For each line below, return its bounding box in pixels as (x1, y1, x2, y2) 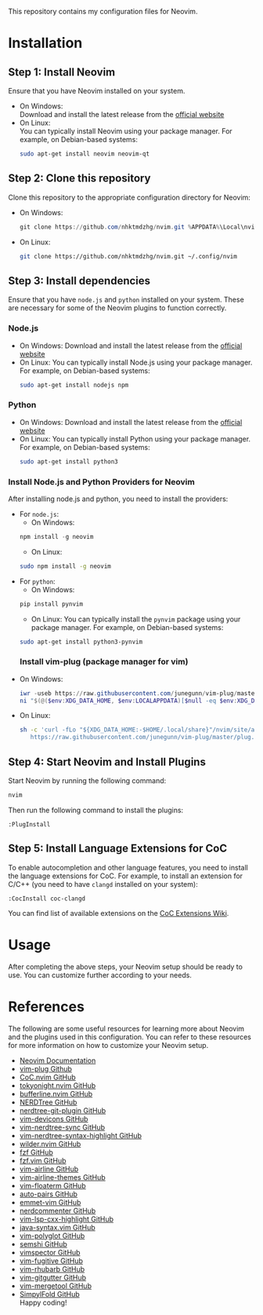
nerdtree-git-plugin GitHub (19, 1105, 106, 1115)
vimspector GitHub (19, 1247, 81, 1257)
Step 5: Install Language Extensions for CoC (8, 842, 228, 855)
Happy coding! (19, 1298, 67, 1307)
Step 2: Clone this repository (8, 172, 151, 185)
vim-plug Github (19, 1064, 73, 1073)
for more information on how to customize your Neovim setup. (8, 1040, 209, 1049)
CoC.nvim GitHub (19, 1072, 76, 1082)
